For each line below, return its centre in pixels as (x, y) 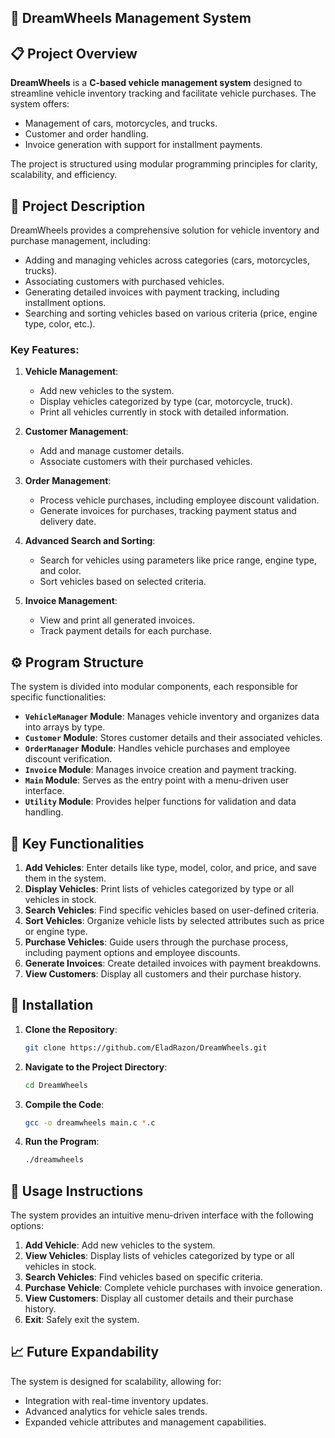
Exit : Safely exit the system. (82, 1320)
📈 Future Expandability (85, 1352)
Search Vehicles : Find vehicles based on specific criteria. (143, 1277)
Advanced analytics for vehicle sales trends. (116, 1411)
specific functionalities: (58, 697)
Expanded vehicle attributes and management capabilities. (145, 1422)
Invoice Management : (71, 601)
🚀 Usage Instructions (77, 1191)
